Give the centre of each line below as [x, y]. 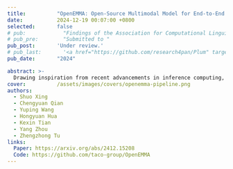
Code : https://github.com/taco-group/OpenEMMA [82, 155]
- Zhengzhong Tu [37, 136]
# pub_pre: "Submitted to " [59, 39]
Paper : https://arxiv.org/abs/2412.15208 [74, 149]
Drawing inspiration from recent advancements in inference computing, [119, 78]
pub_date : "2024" [42, 59]
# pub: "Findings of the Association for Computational [107, 33]
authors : [20, 91]
